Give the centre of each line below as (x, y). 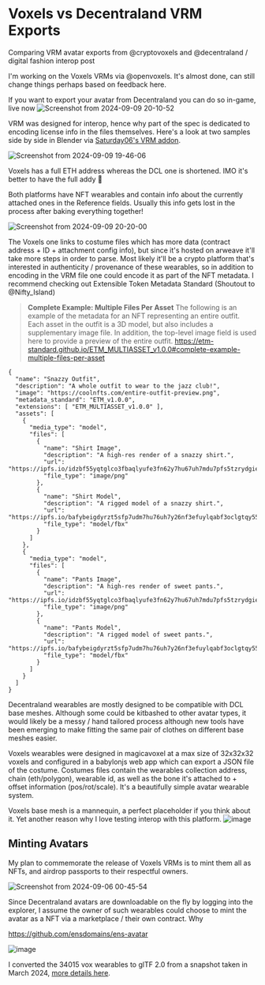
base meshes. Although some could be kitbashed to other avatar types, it (127, 713)
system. (21, 795)
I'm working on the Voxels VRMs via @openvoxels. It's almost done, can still (131, 76)
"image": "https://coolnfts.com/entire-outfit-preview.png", (118, 393)
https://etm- (194, 341)
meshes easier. (33, 738)
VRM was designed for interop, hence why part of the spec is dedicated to (129, 123)
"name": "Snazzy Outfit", (58, 379)
